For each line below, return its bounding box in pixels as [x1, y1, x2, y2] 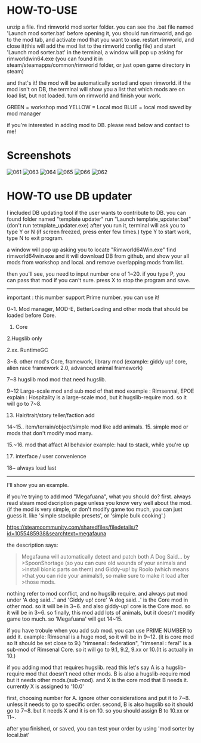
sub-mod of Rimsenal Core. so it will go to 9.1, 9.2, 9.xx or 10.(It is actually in [7, 646, 193, 653]
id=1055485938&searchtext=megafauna [7, 529, 107, 537]
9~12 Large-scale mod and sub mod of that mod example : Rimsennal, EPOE [7, 387, 194, 394]
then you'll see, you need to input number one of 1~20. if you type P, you [7, 270, 185, 278]
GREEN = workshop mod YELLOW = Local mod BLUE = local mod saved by [7, 103, 192, 110]
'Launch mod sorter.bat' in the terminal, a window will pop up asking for [7, 48, 183, 56]
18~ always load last [7, 464, 57, 471]
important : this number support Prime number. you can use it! [7, 294, 160, 301]
